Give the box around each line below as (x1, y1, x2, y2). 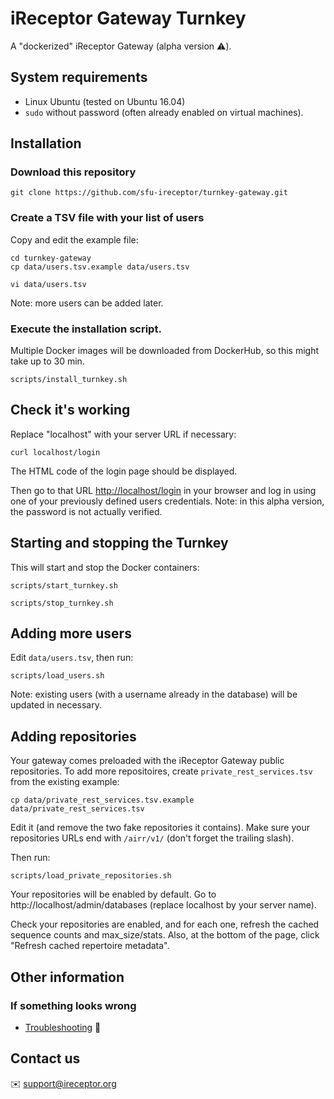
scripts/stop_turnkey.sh (10, 598, 114, 608)
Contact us (10, 1050, 81, 1067)
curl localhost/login (10, 447, 101, 457)
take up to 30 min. (10, 355, 85, 367)
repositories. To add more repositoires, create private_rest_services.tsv (10, 765, 313, 777)
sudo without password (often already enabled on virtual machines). (24, 106, 304, 118)
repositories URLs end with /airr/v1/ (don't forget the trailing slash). (10, 832, 295, 844)
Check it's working (10, 402, 131, 419)
